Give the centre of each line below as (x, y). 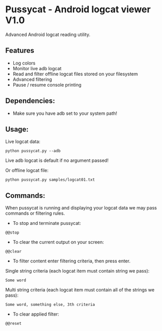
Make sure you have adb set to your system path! (65, 113)
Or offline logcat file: (27, 171)
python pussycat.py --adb (33, 151)
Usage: (17, 129)
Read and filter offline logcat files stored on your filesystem (75, 74)
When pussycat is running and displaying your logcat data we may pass (81, 208)
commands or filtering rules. (35, 213)
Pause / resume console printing (47, 85)
